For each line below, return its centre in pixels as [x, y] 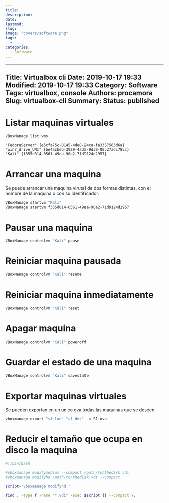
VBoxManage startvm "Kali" [33, 202]
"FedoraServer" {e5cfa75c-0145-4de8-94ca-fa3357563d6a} [65, 145]
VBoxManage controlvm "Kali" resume [44, 275]
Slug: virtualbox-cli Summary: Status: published [82, 101]
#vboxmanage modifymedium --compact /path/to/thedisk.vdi [67, 473]
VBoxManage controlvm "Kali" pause [43, 241]
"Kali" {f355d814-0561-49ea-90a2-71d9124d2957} [56, 154]
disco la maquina [41, 450]
